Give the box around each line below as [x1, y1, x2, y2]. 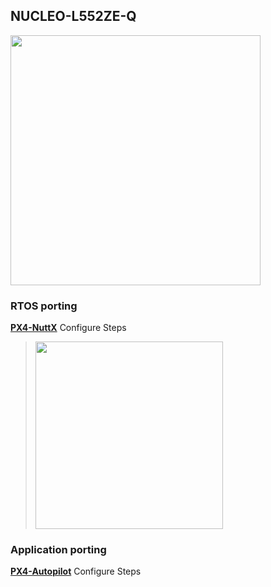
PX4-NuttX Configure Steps [10, 322, 127, 334]
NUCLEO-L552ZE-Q [10, 8, 137, 25]
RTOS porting [10, 299, 78, 313]
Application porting [10, 543, 107, 557]
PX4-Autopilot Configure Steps [10, 565, 142, 578]
